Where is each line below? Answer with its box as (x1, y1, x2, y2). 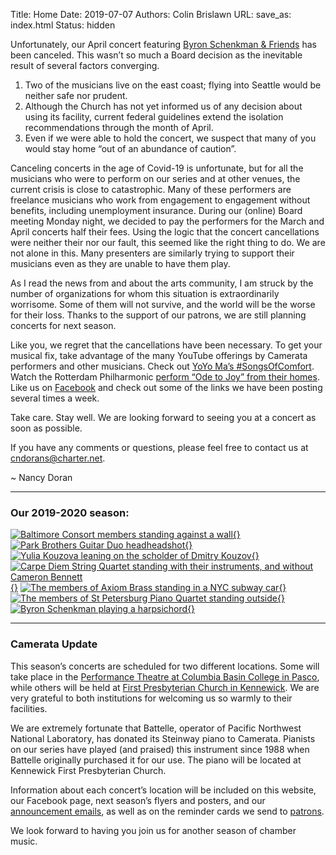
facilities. (10, 702, 48, 714)
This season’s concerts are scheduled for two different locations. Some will (10, 660, 320, 672)
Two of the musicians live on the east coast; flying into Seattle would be (24, 79, 322, 91)
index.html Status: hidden (10, 19, 116, 31)
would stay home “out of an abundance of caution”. (24, 143, 237, 154)
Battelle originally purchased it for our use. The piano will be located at (10, 754, 302, 766)
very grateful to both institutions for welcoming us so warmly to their (10, 692, 293, 704)
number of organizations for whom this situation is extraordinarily (10, 288, 280, 299)
